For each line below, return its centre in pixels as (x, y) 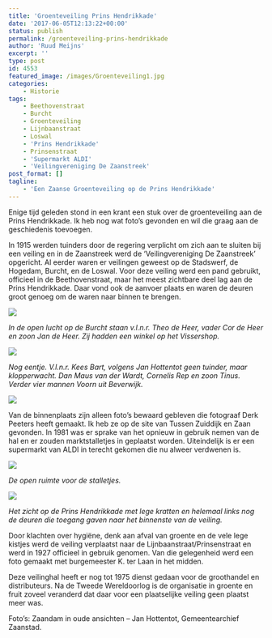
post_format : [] (36, 174)
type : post (27, 62)
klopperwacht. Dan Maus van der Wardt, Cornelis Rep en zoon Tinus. (124, 375)
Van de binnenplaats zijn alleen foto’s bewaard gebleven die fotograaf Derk (134, 415)
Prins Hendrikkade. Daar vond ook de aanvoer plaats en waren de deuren (131, 287)
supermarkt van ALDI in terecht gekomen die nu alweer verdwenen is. (125, 449)
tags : (17, 99)
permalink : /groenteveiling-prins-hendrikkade (88, 38)
